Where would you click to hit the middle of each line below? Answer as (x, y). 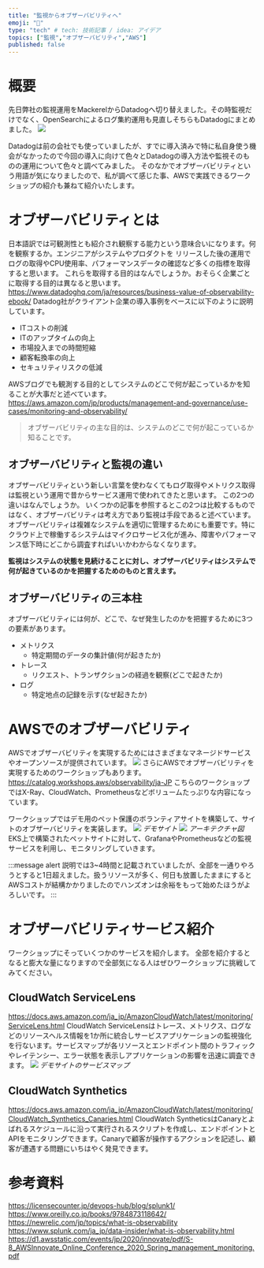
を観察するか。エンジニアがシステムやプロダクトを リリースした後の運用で (130, 254)
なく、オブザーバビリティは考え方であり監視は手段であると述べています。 (135, 514)
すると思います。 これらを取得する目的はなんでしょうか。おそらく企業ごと (129, 273)
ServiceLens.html (37, 1026)
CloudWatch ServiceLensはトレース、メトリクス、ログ (156, 1026)
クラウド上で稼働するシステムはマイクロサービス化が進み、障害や (115, 534)
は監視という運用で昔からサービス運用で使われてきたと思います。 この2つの (131, 494)
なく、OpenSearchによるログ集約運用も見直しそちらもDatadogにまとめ (139, 120)
